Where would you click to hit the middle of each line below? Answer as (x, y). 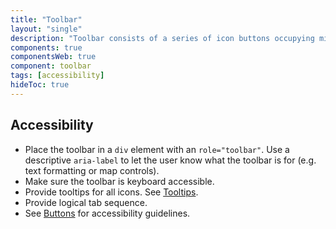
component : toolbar (51, 66)
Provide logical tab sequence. (86, 202)
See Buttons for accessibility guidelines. (107, 213)
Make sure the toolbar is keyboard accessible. (119, 181)
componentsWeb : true (53, 57)
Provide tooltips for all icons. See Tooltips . (111, 192)
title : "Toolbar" (46, 19)
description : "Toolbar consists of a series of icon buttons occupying (162, 38)
